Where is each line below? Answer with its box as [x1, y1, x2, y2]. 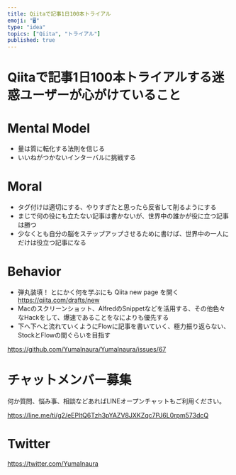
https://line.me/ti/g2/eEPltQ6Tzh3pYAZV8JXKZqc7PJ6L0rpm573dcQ [7, 411, 209, 420]
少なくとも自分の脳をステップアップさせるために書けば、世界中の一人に [17, 230, 229, 238]
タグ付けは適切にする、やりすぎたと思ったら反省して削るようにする [17, 203, 217, 211]
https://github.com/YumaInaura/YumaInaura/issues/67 [7, 345, 167, 354]
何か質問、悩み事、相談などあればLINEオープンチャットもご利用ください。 [7, 397, 225, 406]
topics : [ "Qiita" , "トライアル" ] [7, 30, 101, 38]
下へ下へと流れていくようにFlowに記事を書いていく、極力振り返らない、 [17, 322, 230, 330]
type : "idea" [7, 23, 46, 30]
